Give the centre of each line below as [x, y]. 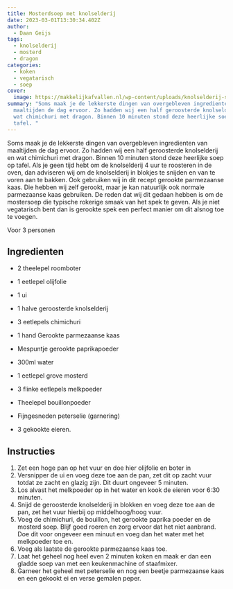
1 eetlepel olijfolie [42, 282]
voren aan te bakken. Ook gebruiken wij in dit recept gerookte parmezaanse [115, 179]
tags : [15, 39]
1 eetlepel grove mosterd [52, 376]
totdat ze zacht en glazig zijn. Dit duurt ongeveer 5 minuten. [103, 483]
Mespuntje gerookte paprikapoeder [68, 349]
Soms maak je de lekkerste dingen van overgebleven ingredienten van [107, 143]
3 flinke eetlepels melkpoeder [60, 389]
